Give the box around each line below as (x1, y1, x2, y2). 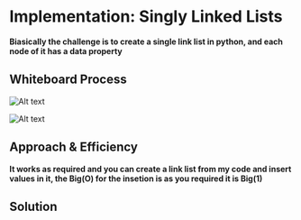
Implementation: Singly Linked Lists (9, 6, 283, 27)
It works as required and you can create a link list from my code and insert (9, 163, 292, 174)
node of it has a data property (9, 45, 123, 56)
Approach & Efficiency (9, 140, 138, 155)
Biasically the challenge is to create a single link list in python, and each (9, 36, 284, 47)
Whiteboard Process (9, 72, 128, 87)
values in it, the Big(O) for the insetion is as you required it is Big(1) (9, 173, 263, 184)
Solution (9, 198, 58, 214)
